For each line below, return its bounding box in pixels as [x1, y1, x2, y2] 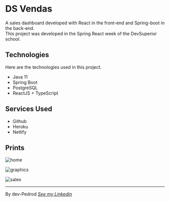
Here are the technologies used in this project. [5, 64, 102, 70]
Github [12, 118, 27, 124]
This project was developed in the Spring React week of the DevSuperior [5, 30, 157, 36]
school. [5, 36, 21, 42]
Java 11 [12, 74, 28, 80]
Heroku [12, 124, 28, 130]
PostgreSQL [12, 85, 38, 91]
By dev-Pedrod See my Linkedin [5, 191, 72, 197]
